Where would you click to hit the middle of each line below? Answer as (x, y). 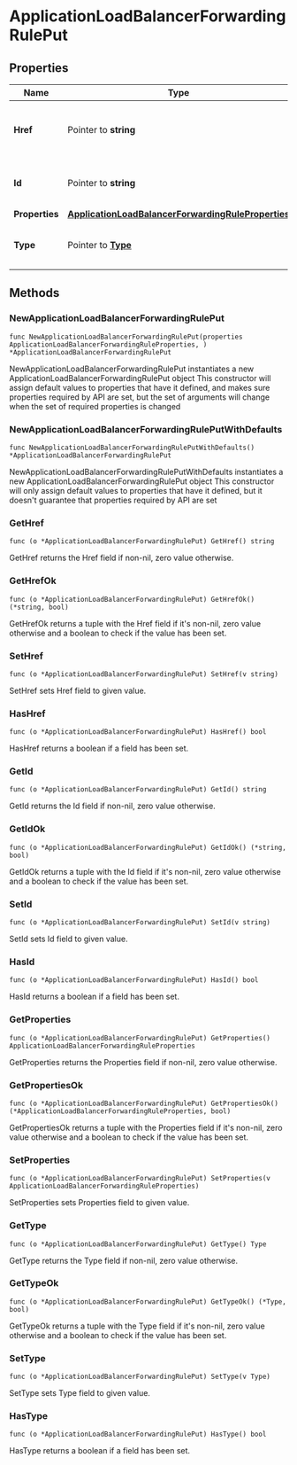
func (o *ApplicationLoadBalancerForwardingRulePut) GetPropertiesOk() (144, 1103)
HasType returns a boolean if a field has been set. (100, 1451)
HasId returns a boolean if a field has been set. (94, 997)
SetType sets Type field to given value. (80, 1393)
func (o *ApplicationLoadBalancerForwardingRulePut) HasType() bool (138, 1434)
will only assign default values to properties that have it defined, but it (136, 490)
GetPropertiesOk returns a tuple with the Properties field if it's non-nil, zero (146, 1127)
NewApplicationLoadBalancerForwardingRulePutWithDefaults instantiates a (146, 471)
